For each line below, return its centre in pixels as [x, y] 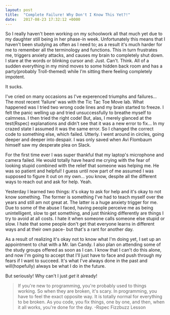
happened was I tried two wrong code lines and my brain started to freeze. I [84, 108]
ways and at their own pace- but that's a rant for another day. [70, 229]
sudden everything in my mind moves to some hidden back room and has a [84, 66]
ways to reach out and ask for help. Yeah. [49, 182]
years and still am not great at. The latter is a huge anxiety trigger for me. [82, 202]
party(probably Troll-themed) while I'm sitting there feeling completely [79, 72]
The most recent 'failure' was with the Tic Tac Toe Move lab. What [74, 102]
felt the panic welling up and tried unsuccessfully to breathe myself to [78, 113]
